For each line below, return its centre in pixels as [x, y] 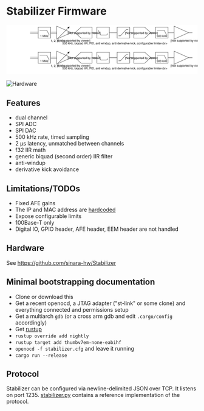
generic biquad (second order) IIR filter [64, 156]
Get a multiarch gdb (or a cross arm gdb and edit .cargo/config [94, 316]
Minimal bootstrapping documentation [81, 282]
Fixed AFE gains [35, 203]
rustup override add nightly [52, 336]
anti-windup [30, 163]
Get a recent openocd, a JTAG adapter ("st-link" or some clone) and [100, 303]
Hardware [25, 248]
